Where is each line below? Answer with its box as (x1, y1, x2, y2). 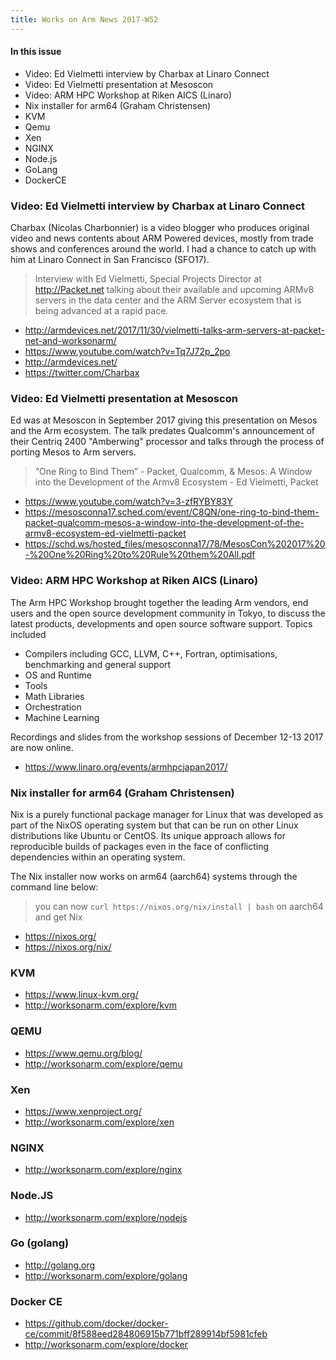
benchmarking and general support (24, 658, 172, 670)
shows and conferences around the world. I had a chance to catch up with (10, 243, 317, 255)
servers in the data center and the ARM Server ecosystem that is (34, 294, 302, 306)
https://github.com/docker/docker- (24, 1317, 169, 1330)
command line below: (10, 881, 99, 893)
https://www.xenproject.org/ (24, 1105, 142, 1117)
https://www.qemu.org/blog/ (24, 1047, 143, 1059)
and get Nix (34, 911, 83, 923)
